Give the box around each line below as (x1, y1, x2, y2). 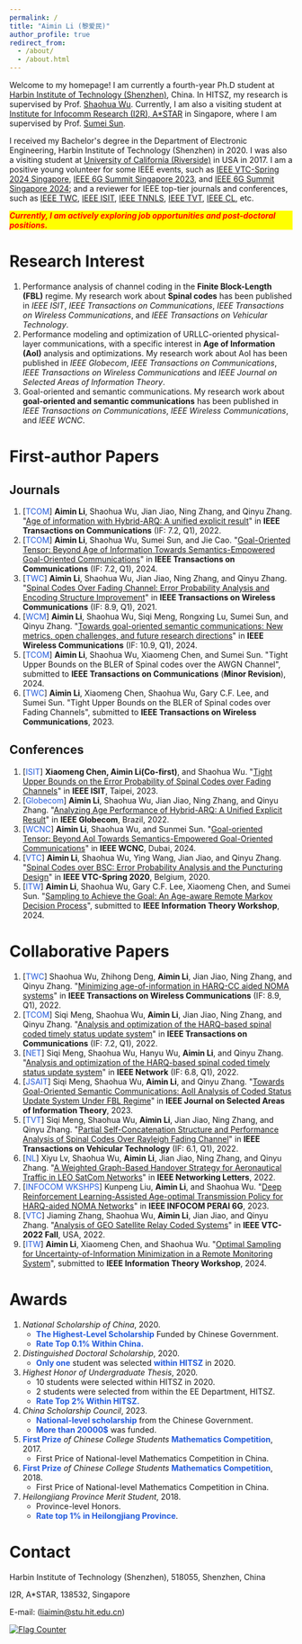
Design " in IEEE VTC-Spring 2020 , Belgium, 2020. (22, 871, 211, 882)
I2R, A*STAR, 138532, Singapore (9, 1589, 130, 1600)
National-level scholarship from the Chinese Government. (35, 1415, 253, 1425)
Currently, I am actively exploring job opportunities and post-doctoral (9, 211, 276, 220)
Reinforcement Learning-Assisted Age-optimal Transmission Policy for (22, 1190, 284, 1201)
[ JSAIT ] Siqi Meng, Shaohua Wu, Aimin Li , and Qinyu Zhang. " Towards (22, 1076, 285, 1087)
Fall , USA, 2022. (44, 1229, 106, 1240)
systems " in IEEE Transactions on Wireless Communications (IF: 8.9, (22, 990, 281, 1001)
